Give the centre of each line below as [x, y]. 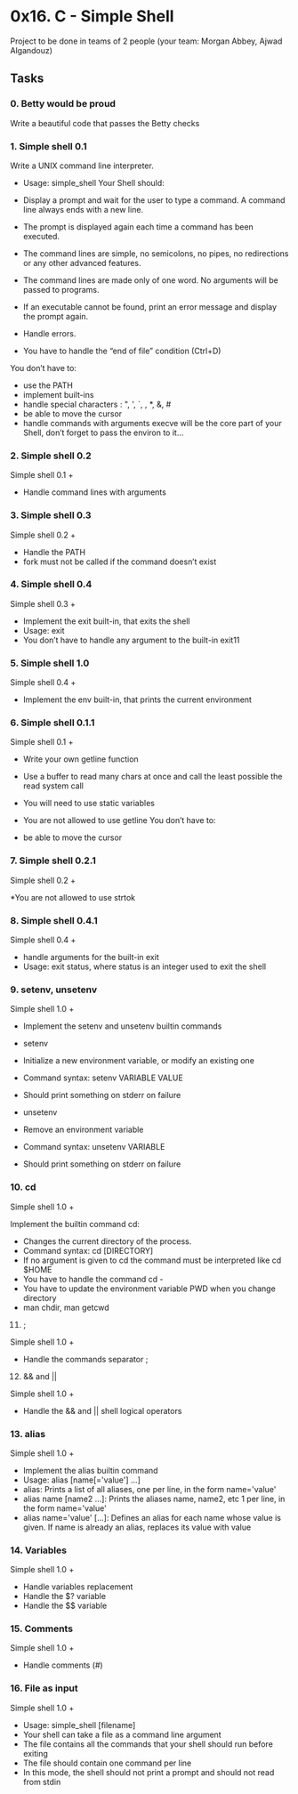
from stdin [42, 1782]
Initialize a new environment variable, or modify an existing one [138, 1061]
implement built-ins [58, 394]
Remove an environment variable [83, 1130]
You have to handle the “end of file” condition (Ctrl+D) [122, 351]
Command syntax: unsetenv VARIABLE [94, 1147]
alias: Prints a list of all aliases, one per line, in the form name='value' [149, 1489]
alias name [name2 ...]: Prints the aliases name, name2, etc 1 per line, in [154, 1499]
